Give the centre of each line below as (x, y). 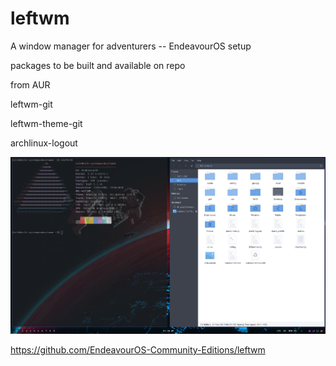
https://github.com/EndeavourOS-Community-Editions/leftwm (138, 350)
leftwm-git (31, 104)
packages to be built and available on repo (98, 65)
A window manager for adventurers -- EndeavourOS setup (131, 46)
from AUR (30, 84)
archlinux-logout (44, 143)
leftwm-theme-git (46, 123)
